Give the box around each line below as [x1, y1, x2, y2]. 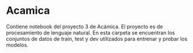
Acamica [6, 4, 50, 17]
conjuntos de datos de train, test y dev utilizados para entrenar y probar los [6, 35, 188, 42]
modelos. [6, 41, 29, 48]
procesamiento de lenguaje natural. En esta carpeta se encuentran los [6, 29, 175, 36]
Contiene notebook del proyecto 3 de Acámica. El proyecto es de [6, 23, 163, 30]
